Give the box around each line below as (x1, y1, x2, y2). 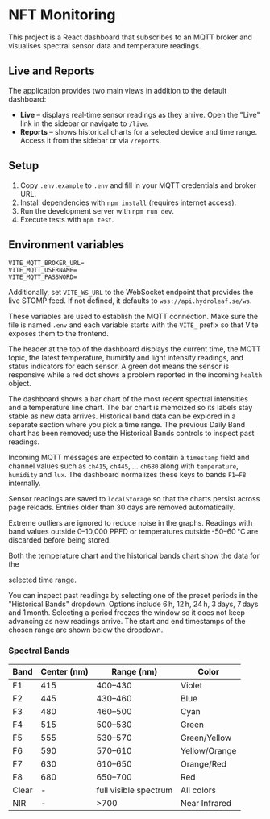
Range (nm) (111, 666, 158, 677)
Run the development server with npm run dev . (19, 206, 175, 215)
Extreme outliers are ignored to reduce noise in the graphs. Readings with (8, 518, 253, 528)
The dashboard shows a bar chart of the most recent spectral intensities (8, 394, 248, 404)
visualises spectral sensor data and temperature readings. (8, 40, 201, 50)
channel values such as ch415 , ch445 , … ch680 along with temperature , (8, 461, 239, 471)
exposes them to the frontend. (8, 329, 109, 339)
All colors (180, 784, 216, 796)
